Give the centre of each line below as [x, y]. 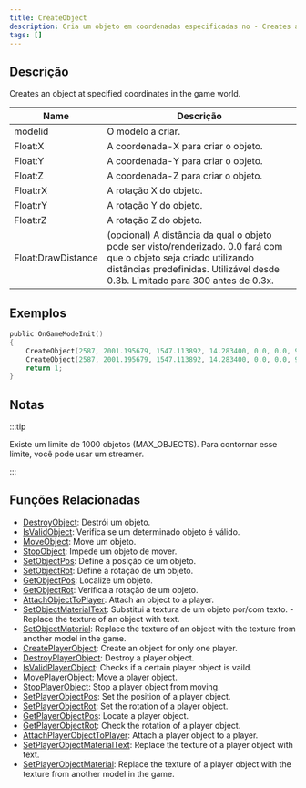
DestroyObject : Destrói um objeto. [87, 522]
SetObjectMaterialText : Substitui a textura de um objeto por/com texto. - [158, 609]
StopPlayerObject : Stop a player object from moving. [121, 686]
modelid [31, 131]
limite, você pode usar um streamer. [76, 454]
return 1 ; [45, 368]
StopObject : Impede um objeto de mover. [100, 551]
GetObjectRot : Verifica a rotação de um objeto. [110, 589]
